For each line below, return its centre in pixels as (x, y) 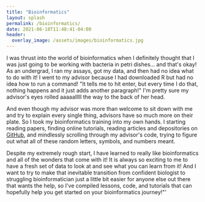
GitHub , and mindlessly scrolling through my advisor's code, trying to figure (102, 135)
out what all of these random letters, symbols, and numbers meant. (91, 141)
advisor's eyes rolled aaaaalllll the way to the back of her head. (86, 97)
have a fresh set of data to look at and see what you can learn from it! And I (101, 166)
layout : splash (26, 18)
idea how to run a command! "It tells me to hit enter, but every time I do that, (102, 84)
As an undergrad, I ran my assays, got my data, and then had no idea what (100, 71)
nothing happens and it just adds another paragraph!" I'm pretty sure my (98, 90)
